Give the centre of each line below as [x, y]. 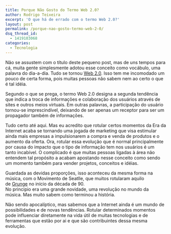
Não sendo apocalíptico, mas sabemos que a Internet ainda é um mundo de [85, 204]
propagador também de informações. [45, 115]
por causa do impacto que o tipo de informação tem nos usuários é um [80, 147]
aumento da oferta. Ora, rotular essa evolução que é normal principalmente [84, 141]
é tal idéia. [16, 84]
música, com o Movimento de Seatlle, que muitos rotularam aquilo [75, 178]
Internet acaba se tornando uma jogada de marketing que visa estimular [81, 131]
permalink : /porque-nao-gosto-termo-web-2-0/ [54, 29]
